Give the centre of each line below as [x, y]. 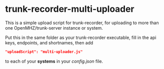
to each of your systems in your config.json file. [54, 61]
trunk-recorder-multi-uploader [70, 9]
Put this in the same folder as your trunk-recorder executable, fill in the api [81, 37]
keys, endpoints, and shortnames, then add [49, 42]
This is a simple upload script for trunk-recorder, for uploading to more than [82, 23]
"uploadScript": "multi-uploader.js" [44, 52]
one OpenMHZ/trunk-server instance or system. [54, 28]
